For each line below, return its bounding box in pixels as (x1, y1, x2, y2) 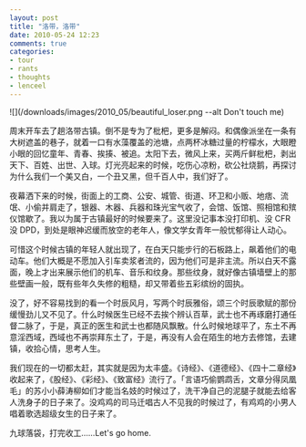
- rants (9, 65, 39, 74)
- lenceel (9, 81, 47, 90)
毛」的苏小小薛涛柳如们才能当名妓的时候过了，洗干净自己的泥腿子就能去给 (9, 385, 289, 396)
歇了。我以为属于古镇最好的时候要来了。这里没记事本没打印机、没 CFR (25, 213, 291, 223)
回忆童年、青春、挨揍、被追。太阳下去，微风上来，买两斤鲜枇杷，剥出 (33, 148, 297, 159)
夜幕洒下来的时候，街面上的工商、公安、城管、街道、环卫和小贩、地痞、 (9, 190, 280, 201)
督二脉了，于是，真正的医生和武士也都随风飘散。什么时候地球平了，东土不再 (9, 320, 297, 331)
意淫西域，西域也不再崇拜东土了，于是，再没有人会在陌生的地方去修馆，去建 (9, 331, 297, 342)
